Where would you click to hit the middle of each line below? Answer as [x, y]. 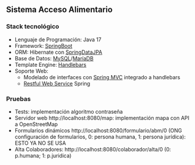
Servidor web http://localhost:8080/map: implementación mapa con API [102, 118]
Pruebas [19, 99]
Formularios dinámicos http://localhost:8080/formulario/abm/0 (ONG [98, 130]
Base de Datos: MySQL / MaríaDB [54, 58]
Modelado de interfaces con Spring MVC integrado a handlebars [102, 77]
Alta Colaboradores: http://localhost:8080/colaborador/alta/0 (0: [93, 149]
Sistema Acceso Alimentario [60, 10]
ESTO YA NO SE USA [40, 143]
